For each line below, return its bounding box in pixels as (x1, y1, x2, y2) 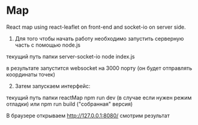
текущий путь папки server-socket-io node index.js (6, 53, 135, 60)
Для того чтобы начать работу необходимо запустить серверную (14, 35, 184, 42)
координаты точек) (6, 71, 55, 78)
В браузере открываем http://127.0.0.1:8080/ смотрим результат (6, 112, 170, 119)
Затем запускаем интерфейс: (14, 82, 91, 90)
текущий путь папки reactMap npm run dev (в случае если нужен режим (6, 94, 192, 101)
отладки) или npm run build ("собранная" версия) (6, 100, 133, 108)
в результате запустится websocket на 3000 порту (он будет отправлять (6, 64, 193, 72)
